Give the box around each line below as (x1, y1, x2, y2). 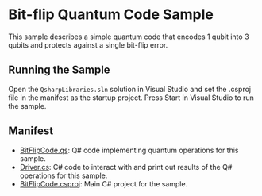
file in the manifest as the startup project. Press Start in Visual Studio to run (8, 93, 254, 102)
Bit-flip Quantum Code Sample (8, 6, 214, 24)
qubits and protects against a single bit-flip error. (8, 40, 168, 49)
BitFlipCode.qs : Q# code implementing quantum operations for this (19, 145, 239, 155)
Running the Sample (8, 63, 110, 77)
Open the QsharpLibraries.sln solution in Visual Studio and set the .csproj (8, 84, 252, 94)
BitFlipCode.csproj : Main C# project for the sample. (19, 179, 188, 188)
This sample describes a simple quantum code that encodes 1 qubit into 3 (8, 32, 249, 41)
